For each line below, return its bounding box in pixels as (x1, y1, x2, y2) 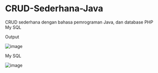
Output (5, 34, 19, 40)
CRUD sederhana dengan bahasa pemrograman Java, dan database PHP (5, 19, 154, 25)
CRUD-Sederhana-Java (5, 3, 103, 14)
